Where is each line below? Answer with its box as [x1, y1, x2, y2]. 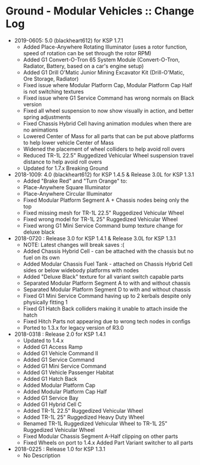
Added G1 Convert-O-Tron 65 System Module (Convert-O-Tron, [23, 56, 180, 63]
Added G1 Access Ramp [23, 343, 83, 350]
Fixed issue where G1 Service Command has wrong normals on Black [23, 94, 195, 102]
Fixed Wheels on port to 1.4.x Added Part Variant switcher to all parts [23, 439, 193, 446]
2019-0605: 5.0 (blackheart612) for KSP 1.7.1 [14, 37, 123, 44]
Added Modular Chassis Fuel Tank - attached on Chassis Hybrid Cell [23, 260, 193, 267]
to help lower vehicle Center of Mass [23, 139, 114, 146]
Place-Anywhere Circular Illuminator [23, 190, 113, 197]
